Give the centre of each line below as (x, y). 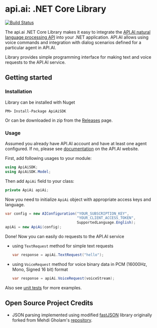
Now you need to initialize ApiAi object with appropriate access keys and (78, 199)
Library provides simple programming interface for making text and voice (78, 57)
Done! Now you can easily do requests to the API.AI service (65, 237)
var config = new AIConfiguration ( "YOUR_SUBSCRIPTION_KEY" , (67, 214)
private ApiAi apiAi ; (27, 190)
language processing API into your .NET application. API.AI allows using (77, 37)
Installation (19, 91)
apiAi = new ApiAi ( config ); (34, 227)
